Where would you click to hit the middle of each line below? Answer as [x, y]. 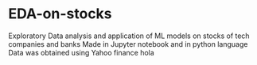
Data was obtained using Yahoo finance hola [82, 52]
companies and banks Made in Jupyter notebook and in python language [128, 44]
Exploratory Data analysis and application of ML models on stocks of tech [129, 36]
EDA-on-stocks [60, 14]
